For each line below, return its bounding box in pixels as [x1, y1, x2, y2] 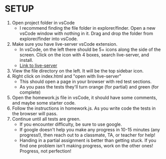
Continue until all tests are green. [12, 116, 81, 122]
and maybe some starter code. [12, 100, 76, 106]
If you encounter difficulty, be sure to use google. [19, 121, 122, 127]
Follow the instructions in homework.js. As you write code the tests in [12, 105, 156, 111]
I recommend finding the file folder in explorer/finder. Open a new [19, 25, 155, 31]
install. [19, 57, 33, 63]
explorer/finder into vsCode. [19, 36, 78, 42]
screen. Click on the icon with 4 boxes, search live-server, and [19, 51, 149, 58]
